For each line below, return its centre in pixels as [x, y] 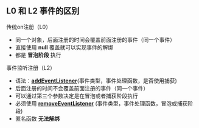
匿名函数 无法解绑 [37, 118]
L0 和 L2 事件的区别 [43, 11]
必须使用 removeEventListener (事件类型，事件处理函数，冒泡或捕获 [101, 103]
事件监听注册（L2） [31, 67]
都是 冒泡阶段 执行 [38, 55]
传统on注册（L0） [29, 27]
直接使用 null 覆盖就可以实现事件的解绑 [64, 47]
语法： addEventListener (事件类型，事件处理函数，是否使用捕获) [96, 81]
